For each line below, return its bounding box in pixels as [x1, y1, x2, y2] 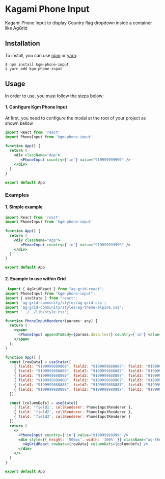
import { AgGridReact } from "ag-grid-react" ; [7, 287, 105, 292]
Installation [5, 39, 40, 48]
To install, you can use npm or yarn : [5, 52, 78, 58]
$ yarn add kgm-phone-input [5, 66, 63, 71]
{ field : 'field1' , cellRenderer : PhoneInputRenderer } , [14, 405, 133, 410]
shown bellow [5, 120, 33, 126]
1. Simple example [5, 204, 43, 210]
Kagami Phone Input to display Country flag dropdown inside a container [5, 20, 152, 26]
